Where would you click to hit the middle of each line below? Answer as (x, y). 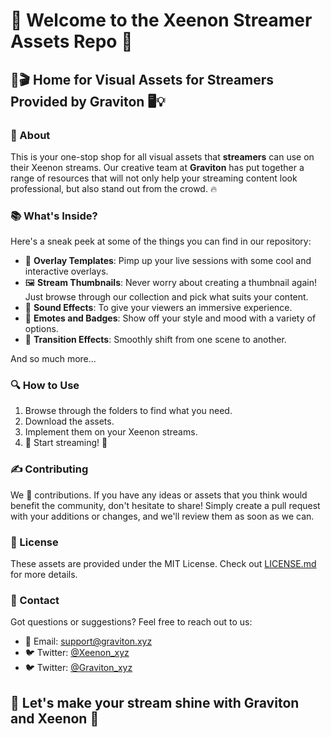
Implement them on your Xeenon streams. (111, 432)
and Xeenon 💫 (55, 718)
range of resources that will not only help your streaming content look (154, 178)
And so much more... (53, 359)
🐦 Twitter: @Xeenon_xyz (77, 653)
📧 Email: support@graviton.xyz (88, 641)
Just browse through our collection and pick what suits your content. (166, 297)
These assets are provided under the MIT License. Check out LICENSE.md (163, 564)
